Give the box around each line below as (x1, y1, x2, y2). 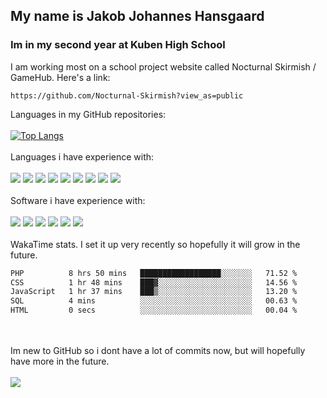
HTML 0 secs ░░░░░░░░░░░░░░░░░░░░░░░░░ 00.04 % (10, 305, 298, 316)
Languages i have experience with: (10, 150, 155, 163)
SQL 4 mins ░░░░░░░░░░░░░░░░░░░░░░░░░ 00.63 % (10, 296, 298, 306)
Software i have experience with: (10, 194, 146, 206)
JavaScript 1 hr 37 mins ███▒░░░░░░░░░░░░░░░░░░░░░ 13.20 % (10, 287, 298, 297)
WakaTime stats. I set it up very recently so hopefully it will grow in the (10, 238, 301, 250)
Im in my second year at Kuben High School (10, 38, 226, 52)
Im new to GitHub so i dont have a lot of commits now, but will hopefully (10, 345, 306, 357)
